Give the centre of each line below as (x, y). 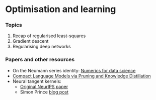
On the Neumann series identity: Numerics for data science (74, 70)
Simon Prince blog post (44, 92)
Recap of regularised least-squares (49, 36)
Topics (14, 25)
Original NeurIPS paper (44, 86)
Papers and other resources (40, 60)
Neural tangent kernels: (37, 81)
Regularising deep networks (42, 47)
